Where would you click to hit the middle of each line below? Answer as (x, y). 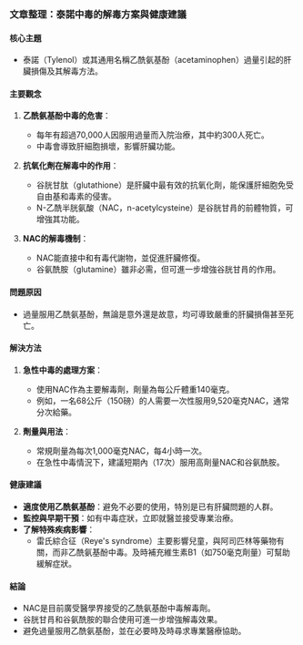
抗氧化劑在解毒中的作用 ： (71, 166)
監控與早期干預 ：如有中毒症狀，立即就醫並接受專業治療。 (130, 517)
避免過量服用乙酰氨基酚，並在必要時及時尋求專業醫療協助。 (134, 631)
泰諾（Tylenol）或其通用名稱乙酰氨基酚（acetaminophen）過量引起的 (153, 60)
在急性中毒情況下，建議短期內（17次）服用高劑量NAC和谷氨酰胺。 (160, 462)
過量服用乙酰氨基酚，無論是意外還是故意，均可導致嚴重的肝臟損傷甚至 (154, 314)
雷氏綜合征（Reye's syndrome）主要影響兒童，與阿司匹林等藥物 (157, 540)
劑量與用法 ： (46, 431)
